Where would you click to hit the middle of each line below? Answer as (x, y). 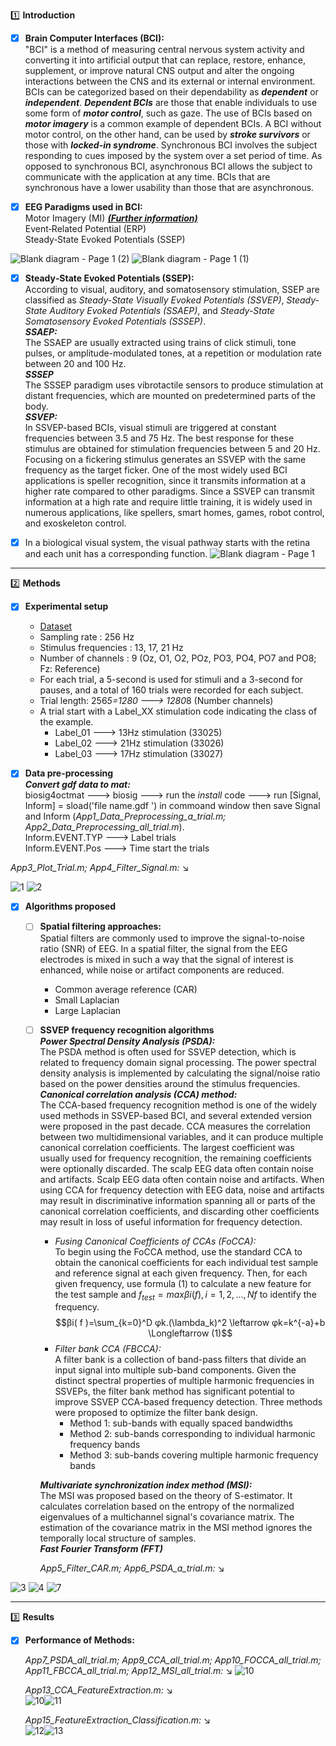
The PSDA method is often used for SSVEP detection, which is (168, 1051)
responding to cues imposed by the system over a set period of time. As (173, 156)
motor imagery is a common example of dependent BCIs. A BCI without (173, 124)
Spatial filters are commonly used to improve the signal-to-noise (172, 938)
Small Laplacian (87, 1000)
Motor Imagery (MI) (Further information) (111, 218)
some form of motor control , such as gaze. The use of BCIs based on (168, 113)
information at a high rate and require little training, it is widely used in (168, 502)
